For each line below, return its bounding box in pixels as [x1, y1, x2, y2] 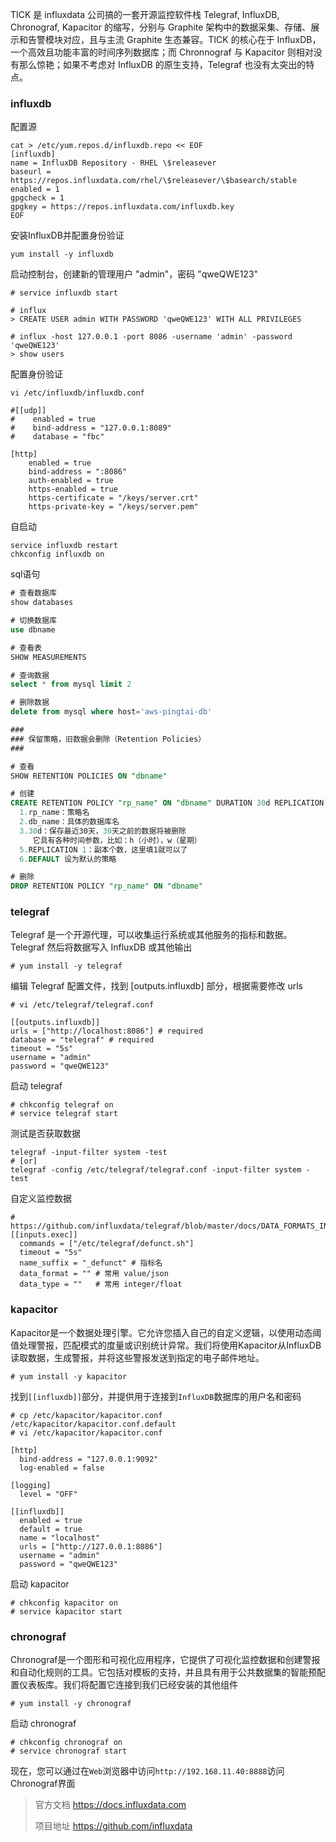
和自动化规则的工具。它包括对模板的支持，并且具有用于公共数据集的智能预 [10, 1666, 317, 1678]
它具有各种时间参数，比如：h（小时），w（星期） [32, 835, 202, 845]
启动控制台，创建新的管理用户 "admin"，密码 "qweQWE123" [10, 268, 259, 280]
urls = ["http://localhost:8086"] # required [10, 1026, 203, 1037]
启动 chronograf [10, 1718, 77, 1730]
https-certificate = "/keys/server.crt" [28, 493, 199, 503]
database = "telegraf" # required [10, 1035, 155, 1045]
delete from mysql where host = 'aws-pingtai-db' [10, 707, 213, 717]
